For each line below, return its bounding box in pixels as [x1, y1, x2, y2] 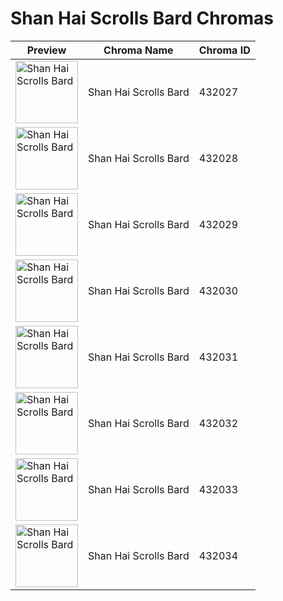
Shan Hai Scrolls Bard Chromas [10, 7, 274, 30]
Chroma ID [198, 43, 251, 57]
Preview [26, 43, 67, 57]
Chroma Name [103, 43, 174, 57]
